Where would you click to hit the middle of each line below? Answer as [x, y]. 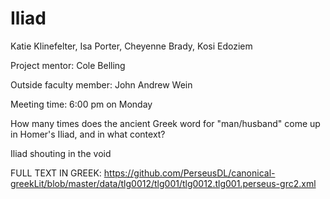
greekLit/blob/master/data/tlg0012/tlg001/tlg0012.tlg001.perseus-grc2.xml [163, 183]
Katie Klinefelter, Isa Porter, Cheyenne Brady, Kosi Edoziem [131, 46]
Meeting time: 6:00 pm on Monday [81, 104]
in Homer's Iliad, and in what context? [88, 134]
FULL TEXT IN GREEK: [56, 173]
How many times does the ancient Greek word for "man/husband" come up [165, 123]
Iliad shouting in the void [61, 153]
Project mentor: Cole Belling [68, 65]
